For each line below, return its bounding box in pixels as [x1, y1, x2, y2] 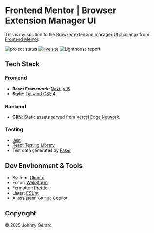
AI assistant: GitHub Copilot [12, 195, 68, 201]
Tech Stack [5, 60, 40, 68]
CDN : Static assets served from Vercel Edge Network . [12, 114, 120, 120]
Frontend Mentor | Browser [5, 5, 117, 16]
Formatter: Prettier [12, 185, 50, 191]
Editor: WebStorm [12, 180, 48, 186]
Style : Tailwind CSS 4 [12, 90, 56, 97]
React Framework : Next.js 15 [12, 86, 70, 91]
